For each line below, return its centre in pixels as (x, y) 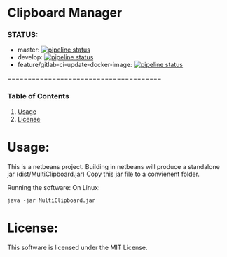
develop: (30, 57)
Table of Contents (39, 96)
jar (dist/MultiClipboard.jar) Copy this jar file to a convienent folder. (103, 174)
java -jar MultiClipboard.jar (51, 200)
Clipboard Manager (65, 13)
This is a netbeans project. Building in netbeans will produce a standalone (114, 166)
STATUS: (23, 35)
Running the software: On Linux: (54, 187)
